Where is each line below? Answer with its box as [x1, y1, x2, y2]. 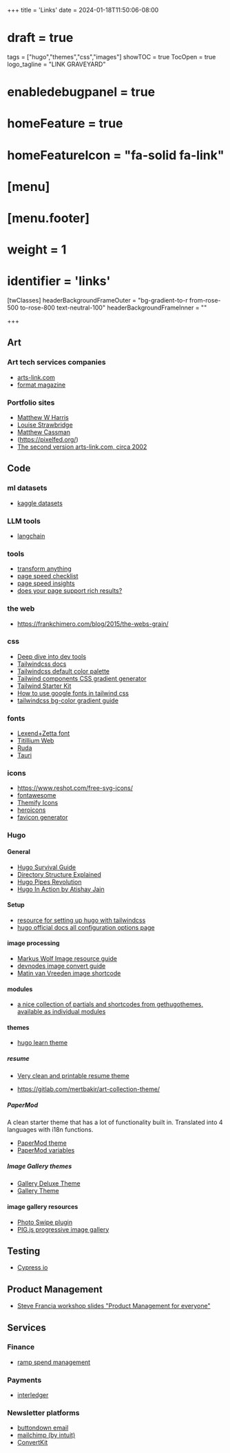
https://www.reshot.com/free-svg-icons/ [17, 784, 133, 792]
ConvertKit [17, 1439, 48, 1447]
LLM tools [7, 516, 41, 526]
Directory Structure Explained [17, 870, 102, 878]
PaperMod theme [17, 1139, 67, 1147]
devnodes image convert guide [17, 962, 106, 970]
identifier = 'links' [7, 274, 111, 289]
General [7, 847, 31, 855]
